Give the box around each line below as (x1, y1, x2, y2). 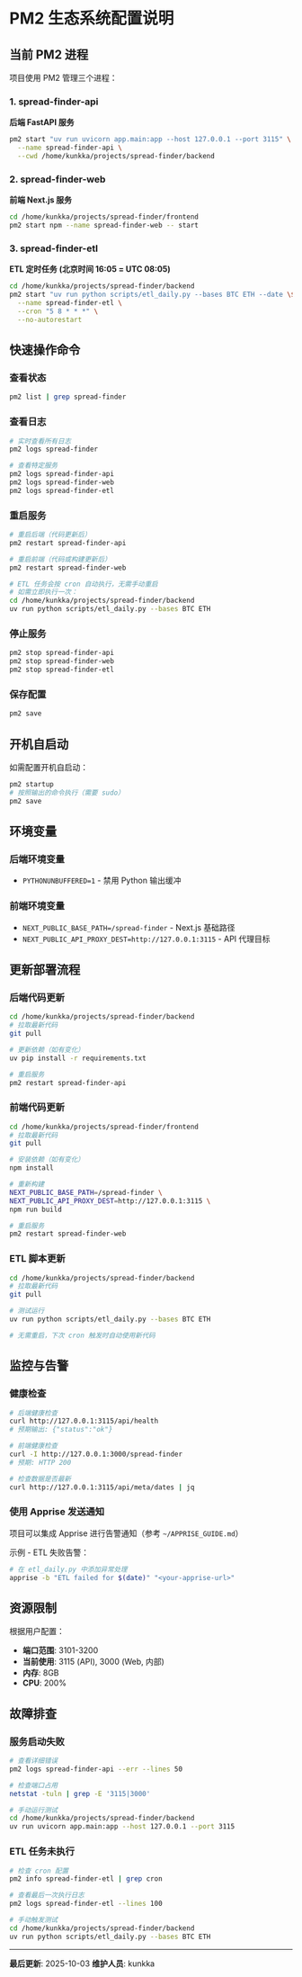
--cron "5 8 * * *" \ (17, 307, 99, 316)
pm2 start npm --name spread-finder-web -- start (9, 221, 200, 230)
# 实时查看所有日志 (9, 436, 72, 445)
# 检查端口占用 (9, 1781, 58, 1790)
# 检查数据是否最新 (9, 1474, 72, 1483)
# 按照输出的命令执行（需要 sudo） (9, 788, 125, 797)
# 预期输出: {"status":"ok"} (9, 1425, 113, 1434)
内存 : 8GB (22, 1667, 60, 1678)
